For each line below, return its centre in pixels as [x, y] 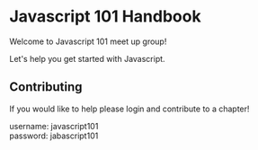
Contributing [46, 87]
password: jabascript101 [54, 136]
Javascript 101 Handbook [105, 17]
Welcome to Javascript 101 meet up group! [88, 41]
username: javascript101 [54, 126]
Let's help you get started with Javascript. [87, 58]
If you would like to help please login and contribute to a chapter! [129, 109]
